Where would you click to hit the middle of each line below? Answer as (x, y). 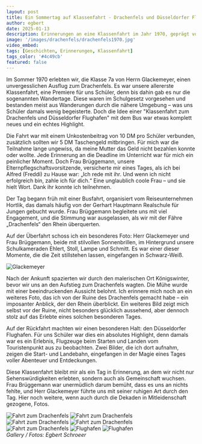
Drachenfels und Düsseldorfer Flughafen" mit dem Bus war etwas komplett (99, 117)
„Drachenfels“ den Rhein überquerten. (54, 224)
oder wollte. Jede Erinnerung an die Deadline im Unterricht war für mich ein (100, 155)
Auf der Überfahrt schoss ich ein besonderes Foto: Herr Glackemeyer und (98, 236)
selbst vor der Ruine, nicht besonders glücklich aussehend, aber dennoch (98, 310)
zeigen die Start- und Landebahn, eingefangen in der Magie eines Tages (96, 354)
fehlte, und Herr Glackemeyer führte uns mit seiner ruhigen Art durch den (97, 391)
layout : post (23, 12)
